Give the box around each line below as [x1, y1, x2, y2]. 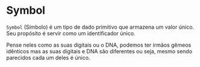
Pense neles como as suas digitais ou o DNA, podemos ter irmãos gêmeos [6, 41, 192, 48]
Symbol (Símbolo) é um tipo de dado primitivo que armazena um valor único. [6, 23, 195, 31]
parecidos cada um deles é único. [6, 54, 90, 61]
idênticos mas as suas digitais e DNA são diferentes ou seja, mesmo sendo [6, 47, 193, 54]
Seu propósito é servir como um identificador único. [6, 29, 136, 36]
